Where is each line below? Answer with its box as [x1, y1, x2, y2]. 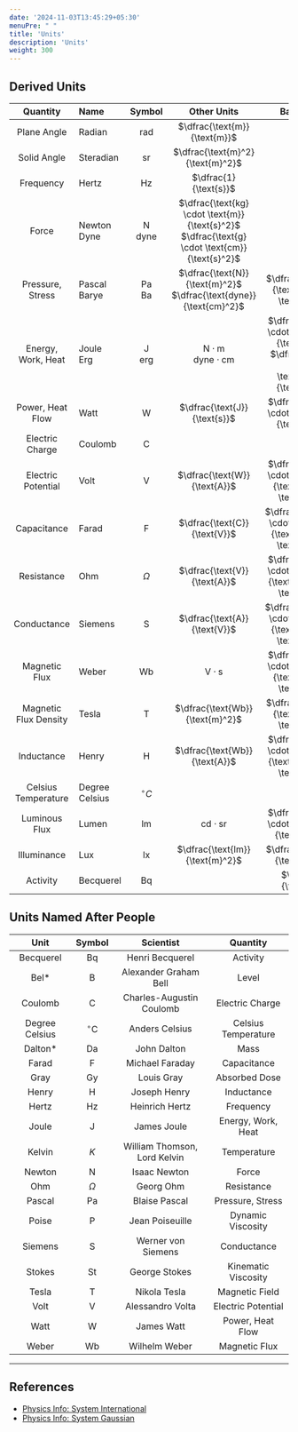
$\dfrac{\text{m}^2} [172, 146, 255, 158]
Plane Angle [16, 125, 67, 138]
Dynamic [230, 1209, 268, 1221]
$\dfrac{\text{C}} [178, 516, 250, 529]
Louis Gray [137, 1071, 184, 1084]
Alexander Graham [121, 966, 200, 978]
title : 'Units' [9, 29, 66, 38]
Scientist [141, 936, 180, 949]
